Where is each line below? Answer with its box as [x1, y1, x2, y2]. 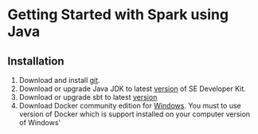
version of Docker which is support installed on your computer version [18, 109, 251, 119]
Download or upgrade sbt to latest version [18, 93, 158, 101]
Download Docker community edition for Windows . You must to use [18, 101, 242, 110]
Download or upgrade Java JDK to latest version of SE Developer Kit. [18, 84, 246, 93]
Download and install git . [18, 76, 100, 85]
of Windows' [18, 118, 61, 127]
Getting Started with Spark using [7, 6, 229, 24]
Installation [7, 54, 64, 68]
